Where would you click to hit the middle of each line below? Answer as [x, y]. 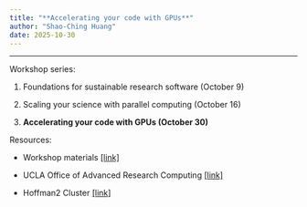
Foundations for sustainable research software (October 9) [133, 87]
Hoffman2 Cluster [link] [67, 193]
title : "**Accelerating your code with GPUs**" [102, 18]
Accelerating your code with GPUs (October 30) [115, 122]
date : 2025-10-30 [42, 35]
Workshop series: [42, 69]
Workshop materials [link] [71, 158]
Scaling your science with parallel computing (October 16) [132, 105]
